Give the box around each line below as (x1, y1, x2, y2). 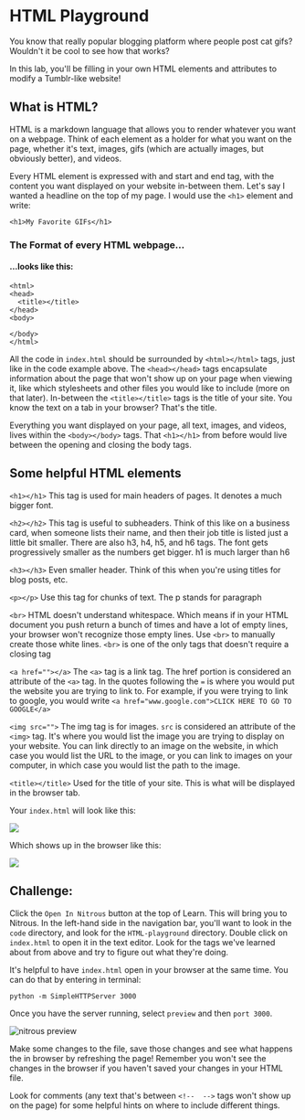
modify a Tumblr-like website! (9, 72, 121, 83)
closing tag (9, 648, 52, 659)
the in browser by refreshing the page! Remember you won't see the (9, 1052, 267, 1063)
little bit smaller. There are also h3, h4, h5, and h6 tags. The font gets (9, 537, 268, 548)
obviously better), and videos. (9, 153, 121, 164)
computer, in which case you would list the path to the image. (9, 760, 240, 771)
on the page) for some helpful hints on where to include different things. (9, 1099, 280, 1111)
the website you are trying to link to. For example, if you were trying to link (9, 685, 289, 696)
